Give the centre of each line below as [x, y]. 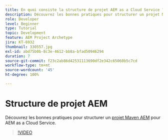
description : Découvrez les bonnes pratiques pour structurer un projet [82, 14]
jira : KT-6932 [20, 42]
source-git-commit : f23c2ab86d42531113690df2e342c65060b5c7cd [71, 61]
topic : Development [25, 33]
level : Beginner [22, 24]
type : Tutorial [21, 28]
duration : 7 [17, 56]
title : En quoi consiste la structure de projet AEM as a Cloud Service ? [85, 10]
